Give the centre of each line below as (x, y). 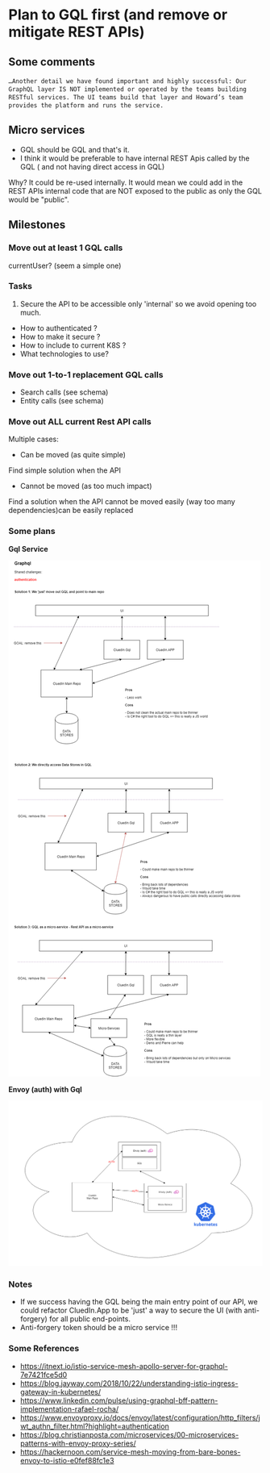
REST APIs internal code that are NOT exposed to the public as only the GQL (135, 190)
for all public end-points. (90, 1319)
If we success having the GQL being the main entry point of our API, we (139, 1302)
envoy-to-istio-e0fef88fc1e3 (67, 1460)
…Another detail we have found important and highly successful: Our (128, 81)
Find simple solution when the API (64, 470)
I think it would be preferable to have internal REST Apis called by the (135, 158)
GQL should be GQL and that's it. (75, 149)
